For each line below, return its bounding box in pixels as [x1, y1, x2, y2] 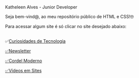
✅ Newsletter [5, 48, 31, 53]
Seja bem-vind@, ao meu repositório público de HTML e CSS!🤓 [5, 14, 134, 19]
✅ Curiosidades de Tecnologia [5, 38, 66, 44]
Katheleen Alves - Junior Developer [5, 4, 77, 10]
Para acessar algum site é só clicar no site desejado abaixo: [5, 24, 127, 29]
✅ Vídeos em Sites [5, 68, 42, 73]
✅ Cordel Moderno [5, 58, 42, 63]
